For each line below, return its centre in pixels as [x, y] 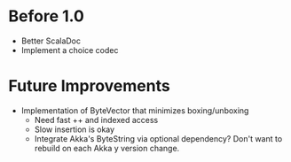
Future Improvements [89, 86]
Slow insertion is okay [75, 129]
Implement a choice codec [70, 50]
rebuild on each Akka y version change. [107, 148]
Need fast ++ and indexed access [96, 120]
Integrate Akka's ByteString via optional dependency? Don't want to [158, 138]
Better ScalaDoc [51, 41]
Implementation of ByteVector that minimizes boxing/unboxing [135, 110]
